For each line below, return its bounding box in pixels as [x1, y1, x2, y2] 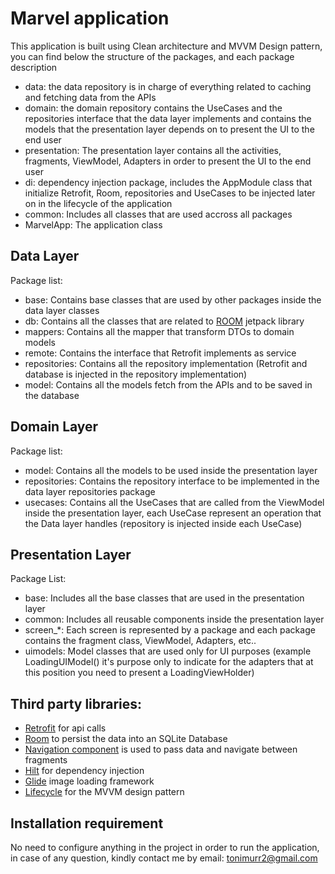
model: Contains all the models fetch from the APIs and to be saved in [24, 378, 313, 391]
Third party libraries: [10, 695, 143, 712]
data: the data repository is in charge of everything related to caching [24, 80, 312, 92]
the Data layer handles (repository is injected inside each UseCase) [24, 517, 303, 529]
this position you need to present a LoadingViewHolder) [24, 667, 255, 679]
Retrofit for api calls [24, 722, 107, 734]
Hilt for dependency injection [24, 765, 145, 777]
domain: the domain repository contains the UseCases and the [24, 102, 283, 114]
